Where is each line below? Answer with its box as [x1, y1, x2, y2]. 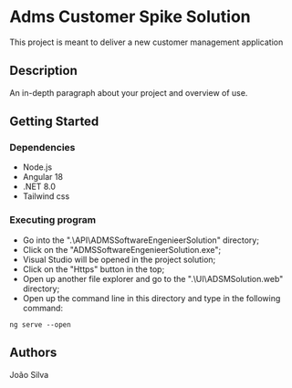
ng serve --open [9, 320, 71, 330]
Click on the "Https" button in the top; [22, 263, 165, 275]
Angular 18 [22, 172, 64, 183]
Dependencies [9, 142, 76, 154]
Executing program [9, 214, 97, 226]
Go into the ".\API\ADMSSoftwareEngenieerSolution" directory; [22, 235, 260, 246]
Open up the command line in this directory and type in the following [22, 292, 281, 303]
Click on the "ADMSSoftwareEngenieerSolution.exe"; [22, 244, 222, 255]
